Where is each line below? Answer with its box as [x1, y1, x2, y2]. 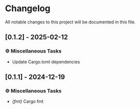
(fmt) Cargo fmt [12, 98, 44, 105]
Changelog [5, 3, 51, 14]
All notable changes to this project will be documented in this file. [5, 19, 136, 25]
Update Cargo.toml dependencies [12, 59, 80, 65]
